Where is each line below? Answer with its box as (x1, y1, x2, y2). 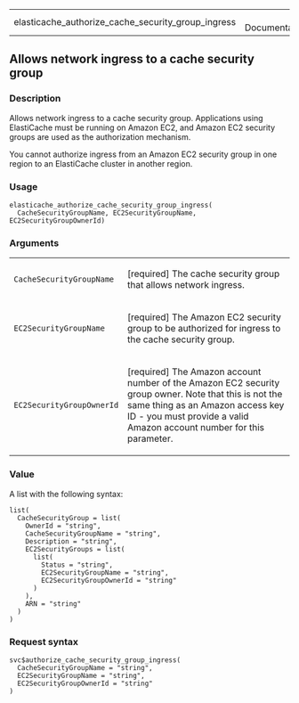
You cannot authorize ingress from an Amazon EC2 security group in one (9, 149, 278, 159)
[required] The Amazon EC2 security (127, 311, 282, 323)
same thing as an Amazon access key (127, 399, 285, 412)
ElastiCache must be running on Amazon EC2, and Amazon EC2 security (9, 122, 276, 133)
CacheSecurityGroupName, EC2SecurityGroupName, (17, 208, 198, 217)
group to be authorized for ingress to (127, 323, 281, 335)
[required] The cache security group (127, 267, 280, 280)
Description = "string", (25, 536, 117, 546)
